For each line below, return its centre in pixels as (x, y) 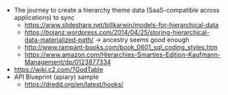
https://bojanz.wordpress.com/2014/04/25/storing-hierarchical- (117, 32)
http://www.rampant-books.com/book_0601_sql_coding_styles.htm (121, 47)
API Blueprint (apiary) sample (56, 77)
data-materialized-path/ (59, 40)
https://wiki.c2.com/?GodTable (59, 70)
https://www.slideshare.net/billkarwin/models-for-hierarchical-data (121, 25)
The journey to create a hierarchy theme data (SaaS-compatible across (116, 10)
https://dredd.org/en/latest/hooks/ (74, 84)
